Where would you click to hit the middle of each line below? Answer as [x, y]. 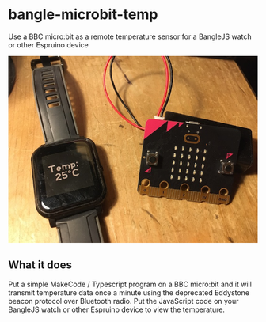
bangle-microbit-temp [83, 15]
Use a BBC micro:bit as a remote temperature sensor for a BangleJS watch [130, 36]
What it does [40, 265]
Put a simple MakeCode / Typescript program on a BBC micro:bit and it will [130, 284]
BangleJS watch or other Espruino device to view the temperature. [117, 309]
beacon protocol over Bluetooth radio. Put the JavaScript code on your [123, 301]
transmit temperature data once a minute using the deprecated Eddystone [129, 292]
